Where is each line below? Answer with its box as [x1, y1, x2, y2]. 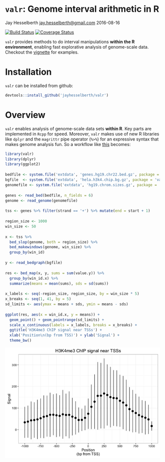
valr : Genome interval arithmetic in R [5, 3, 160, 15]
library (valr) [5, 151, 34, 156]
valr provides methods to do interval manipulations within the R [5, 38, 135, 45]
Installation [5, 66, 52, 78]
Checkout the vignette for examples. [5, 49, 79, 55]
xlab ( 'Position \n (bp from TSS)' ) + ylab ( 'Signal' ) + [9, 333, 120, 338]
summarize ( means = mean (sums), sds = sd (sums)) [9, 281, 109, 286]
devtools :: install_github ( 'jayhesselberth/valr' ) [5, 92, 109, 98]
